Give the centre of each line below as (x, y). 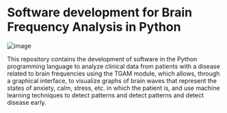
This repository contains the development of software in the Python (102, 59)
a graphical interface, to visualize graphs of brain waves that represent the (112, 80)
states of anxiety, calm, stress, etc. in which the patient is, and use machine (113, 88)
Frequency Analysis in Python (94, 27)
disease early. (27, 102)
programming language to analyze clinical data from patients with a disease (113, 66)
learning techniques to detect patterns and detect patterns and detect (105, 95)
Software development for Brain (100, 13)
